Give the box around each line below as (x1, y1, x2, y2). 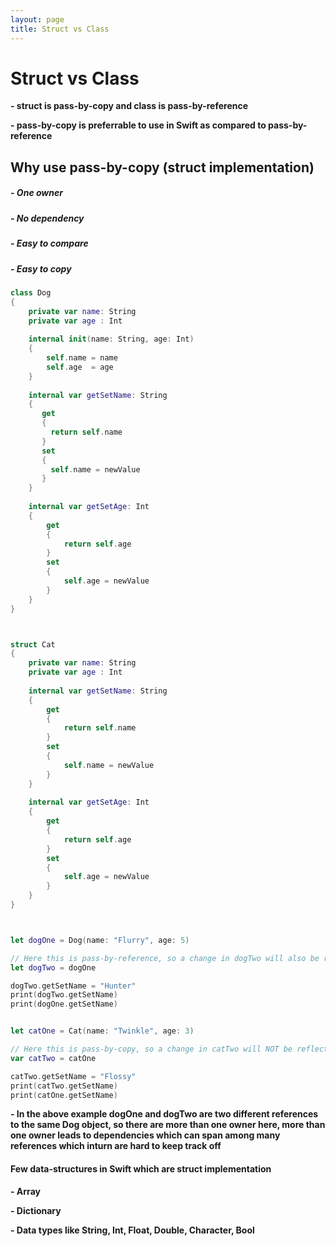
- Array (10, 1185, 41, 1197)
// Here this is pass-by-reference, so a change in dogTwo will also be (10, 953, 320, 963)
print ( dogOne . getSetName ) (10, 999, 118, 1010)
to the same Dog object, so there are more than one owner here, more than (10, 1119, 326, 1131)
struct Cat (10, 639, 56, 650)
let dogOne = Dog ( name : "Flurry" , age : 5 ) (10, 935, 190, 945)
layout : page (10, 14, 65, 25)
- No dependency (10, 212, 85, 224)
